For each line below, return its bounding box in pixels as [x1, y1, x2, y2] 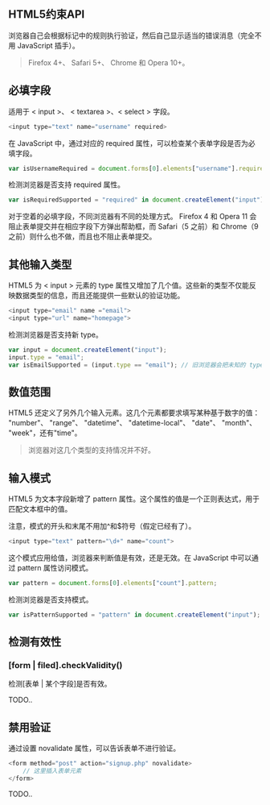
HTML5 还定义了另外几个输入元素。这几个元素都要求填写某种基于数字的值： [8, 408, 260, 417]
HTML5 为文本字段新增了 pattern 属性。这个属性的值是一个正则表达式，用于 [8, 494, 260, 504]
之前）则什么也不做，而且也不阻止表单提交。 [8, 232, 157, 242]
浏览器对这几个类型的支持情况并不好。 [27, 446, 155, 455]
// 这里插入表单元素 [22, 767, 82, 775]
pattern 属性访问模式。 [17, 562, 93, 572]
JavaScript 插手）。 [17, 40, 80, 50]
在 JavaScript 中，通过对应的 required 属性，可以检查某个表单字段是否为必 [8, 138, 256, 147]
